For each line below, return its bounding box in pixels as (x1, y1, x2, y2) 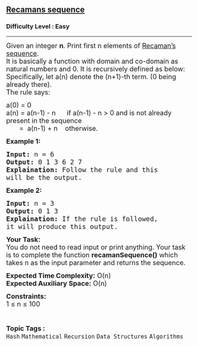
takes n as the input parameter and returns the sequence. (6, 258, 186, 267)
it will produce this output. (6, 222, 118, 231)
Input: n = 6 (6, 150, 55, 158)
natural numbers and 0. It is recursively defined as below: (6, 64, 186, 73)
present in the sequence (6, 116, 82, 125)
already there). (6, 80, 52, 89)
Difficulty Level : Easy (6, 22, 70, 31)
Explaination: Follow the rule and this (6, 165, 158, 174)
